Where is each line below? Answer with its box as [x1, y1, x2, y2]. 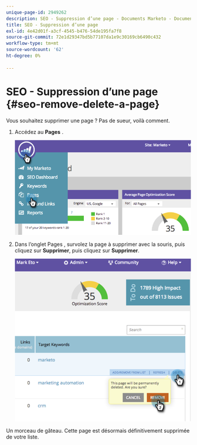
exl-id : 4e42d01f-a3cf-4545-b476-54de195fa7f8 [6, 28, 122, 34]
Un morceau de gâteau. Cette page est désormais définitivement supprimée [6, 427, 190, 434]
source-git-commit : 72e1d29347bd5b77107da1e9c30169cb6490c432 [6, 34, 161, 41]
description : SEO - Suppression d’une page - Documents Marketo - [6, 15, 172, 22]
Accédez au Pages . [14, 128, 63, 135]
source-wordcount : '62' [6, 47, 64, 53]
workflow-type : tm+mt [6, 41, 59, 46]
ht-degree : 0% [6, 53, 41, 59]
